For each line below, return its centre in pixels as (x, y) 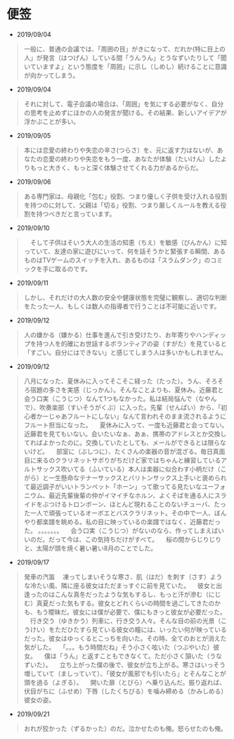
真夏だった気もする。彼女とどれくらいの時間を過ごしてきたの (125, 603)
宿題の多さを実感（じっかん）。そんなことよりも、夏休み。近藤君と (127, 390)
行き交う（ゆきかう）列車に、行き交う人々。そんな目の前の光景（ (125, 621)
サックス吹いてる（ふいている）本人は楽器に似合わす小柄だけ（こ (131, 469)
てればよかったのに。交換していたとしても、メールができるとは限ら (122, 442)
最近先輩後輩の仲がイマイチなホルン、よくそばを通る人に (131, 495)
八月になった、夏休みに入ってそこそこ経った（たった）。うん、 (114, 381)
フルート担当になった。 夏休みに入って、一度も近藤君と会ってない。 (126, 425)
